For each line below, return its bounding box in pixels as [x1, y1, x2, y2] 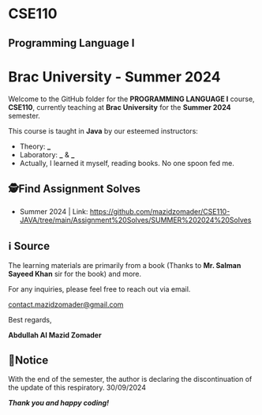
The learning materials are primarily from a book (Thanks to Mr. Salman [8, 261, 241, 270]
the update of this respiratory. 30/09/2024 [8, 383, 146, 392]
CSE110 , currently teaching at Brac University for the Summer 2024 [8, 102, 231, 111]
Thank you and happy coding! [8, 398, 109, 407]
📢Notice [8, 353, 49, 367]
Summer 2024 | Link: [19, 207, 88, 217]
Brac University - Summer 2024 [8, 68, 221, 85]
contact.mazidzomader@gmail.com [8, 300, 124, 309]
